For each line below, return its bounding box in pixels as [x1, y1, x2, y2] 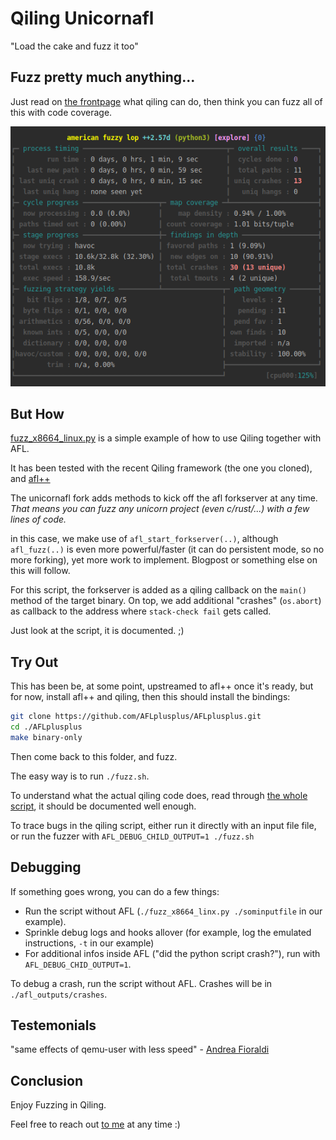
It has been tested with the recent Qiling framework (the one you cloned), [10, 462, 313, 474]
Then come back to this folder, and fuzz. [10, 750, 178, 762]
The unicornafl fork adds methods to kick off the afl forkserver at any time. [10, 492, 318, 504]
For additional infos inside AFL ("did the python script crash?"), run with [24, 947, 321, 959]
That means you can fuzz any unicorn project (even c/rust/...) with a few [10, 503, 310, 515]
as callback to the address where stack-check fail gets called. [10, 605, 272, 617]
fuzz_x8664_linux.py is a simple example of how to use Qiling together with [10, 432, 322, 444]
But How [10, 405, 65, 422]
